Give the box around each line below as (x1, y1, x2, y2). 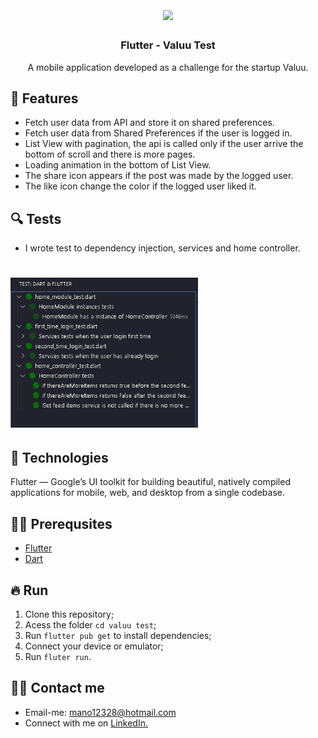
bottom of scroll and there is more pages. (24, 148, 196, 161)
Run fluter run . (24, 651, 92, 663)
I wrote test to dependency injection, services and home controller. (24, 242, 301, 254)
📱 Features (10, 90, 79, 107)
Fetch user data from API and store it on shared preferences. (24, 117, 275, 129)
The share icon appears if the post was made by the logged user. (24, 170, 294, 182)
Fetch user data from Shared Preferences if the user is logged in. (24, 127, 293, 139)
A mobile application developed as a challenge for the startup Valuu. (27, 61, 309, 73)
